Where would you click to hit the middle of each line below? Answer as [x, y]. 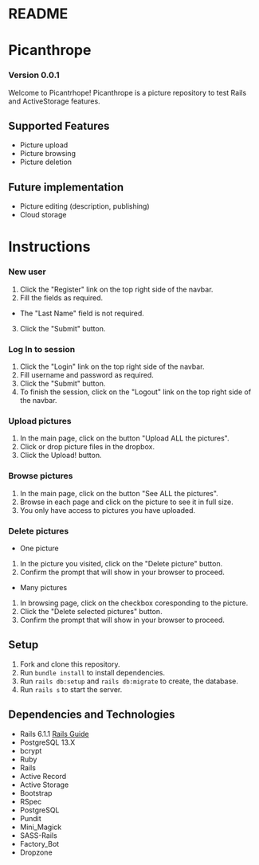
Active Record [43, 776]
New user [27, 272]
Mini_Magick [41, 827]
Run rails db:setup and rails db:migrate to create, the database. [129, 681]
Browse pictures [41, 476]
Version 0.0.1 [34, 75]
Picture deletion [46, 162]
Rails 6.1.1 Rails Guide [54, 734]
